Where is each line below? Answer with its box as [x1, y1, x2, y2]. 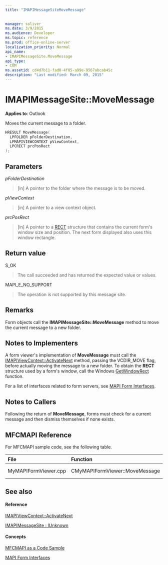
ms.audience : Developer [5, 30, 55, 35]
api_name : [5, 49, 26, 54]
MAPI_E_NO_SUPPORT [5, 281, 52, 287]
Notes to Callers [5, 397, 56, 406]
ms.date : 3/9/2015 [5, 26, 43, 31]
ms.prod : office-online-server [5, 40, 70, 45]
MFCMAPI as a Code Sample [5, 544, 65, 550]
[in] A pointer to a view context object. [17, 204, 96, 210]
